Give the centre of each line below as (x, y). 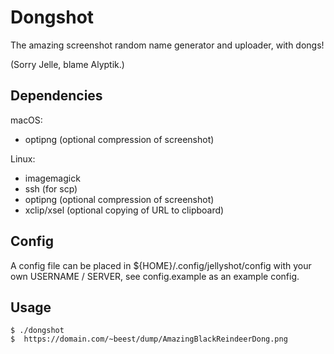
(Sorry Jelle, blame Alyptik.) (67, 64)
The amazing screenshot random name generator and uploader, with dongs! (167, 45)
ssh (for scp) (51, 188)
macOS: (26, 120)
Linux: (23, 158)
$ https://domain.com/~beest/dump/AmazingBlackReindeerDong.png (149, 339)
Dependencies (56, 96)
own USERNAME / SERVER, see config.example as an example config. (155, 276)
